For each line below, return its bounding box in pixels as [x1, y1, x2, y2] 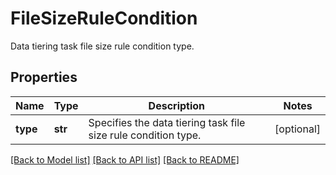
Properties [10, 69, 78, 86]
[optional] [274, 122, 321, 136]
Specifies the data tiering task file [88, 115, 246, 129]
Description [148, 98, 206, 112]
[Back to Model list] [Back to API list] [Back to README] [10, 153, 240, 166]
